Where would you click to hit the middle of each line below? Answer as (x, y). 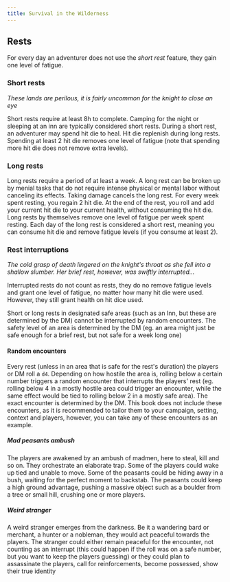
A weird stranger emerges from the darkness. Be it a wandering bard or (108, 528)
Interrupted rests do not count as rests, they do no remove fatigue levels (109, 285)
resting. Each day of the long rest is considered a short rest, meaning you (111, 225)
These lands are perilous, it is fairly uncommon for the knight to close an (110, 98)
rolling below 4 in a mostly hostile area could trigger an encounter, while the (114, 388)
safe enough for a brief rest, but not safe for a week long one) (94, 335)
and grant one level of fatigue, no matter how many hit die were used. (105, 292)
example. (20, 424)
